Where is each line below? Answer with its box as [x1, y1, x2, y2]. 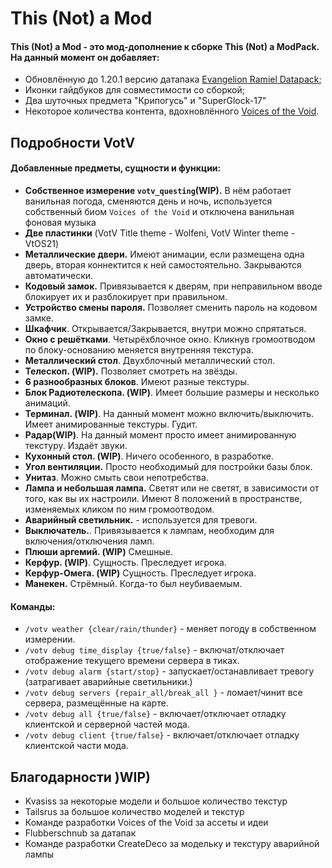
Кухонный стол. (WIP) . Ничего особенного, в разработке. [24, 450, 274, 462]
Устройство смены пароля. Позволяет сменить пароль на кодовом [24, 301, 318, 313]
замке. [24, 312, 54, 324]
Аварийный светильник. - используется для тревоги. [24, 513, 258, 526]
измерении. [24, 633, 76, 646]
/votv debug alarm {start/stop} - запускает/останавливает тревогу [24, 665, 315, 677]
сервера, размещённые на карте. [24, 697, 169, 709]
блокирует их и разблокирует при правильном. [24, 290, 228, 302]
